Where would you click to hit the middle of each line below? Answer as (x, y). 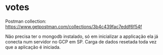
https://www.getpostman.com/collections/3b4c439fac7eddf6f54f (74, 26)
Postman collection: (26, 21)
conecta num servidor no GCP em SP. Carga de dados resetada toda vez (81, 41)
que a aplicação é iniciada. (33, 47)
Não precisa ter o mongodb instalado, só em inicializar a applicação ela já (82, 36)
